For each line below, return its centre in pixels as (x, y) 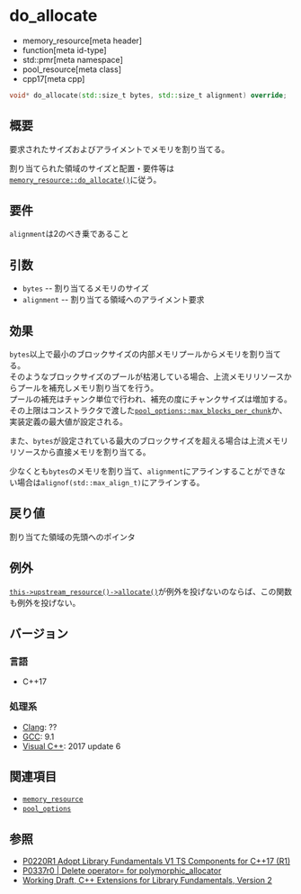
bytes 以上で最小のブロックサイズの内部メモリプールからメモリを (129, 354)
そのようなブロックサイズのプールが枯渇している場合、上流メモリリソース (147, 377)
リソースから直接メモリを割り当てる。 (80, 452)
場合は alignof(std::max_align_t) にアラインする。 (111, 483)
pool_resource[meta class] (71, 69)
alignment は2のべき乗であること (69, 234)
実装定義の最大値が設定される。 (68, 422)
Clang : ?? (40, 727)
